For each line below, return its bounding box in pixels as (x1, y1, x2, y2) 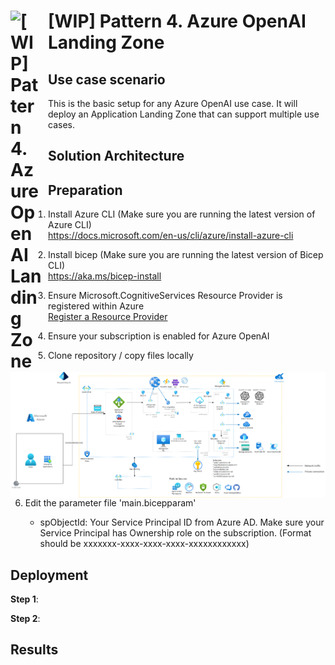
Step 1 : (10, 593, 39, 605)
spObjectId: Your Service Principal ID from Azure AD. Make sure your (39, 516, 325, 529)
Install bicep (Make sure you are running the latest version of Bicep (48, 249, 324, 261)
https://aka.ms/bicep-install (48, 270, 162, 282)
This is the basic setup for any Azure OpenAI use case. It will (48, 98, 298, 109)
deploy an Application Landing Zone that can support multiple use (48, 108, 320, 120)
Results (10, 641, 59, 659)
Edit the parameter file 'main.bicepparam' (24, 497, 197, 509)
